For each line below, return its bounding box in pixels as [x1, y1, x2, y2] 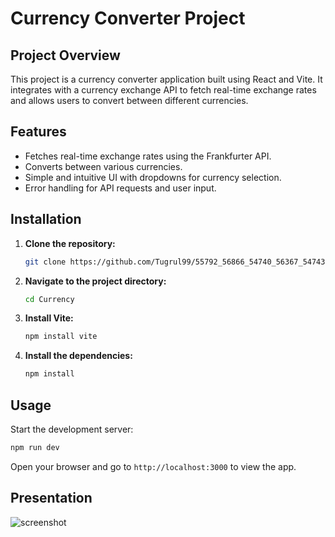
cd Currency [24, 294, 75, 304]
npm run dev [10, 442, 60, 452]
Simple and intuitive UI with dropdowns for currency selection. [24, 171, 282, 183]
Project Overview [10, 47, 121, 64]
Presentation [10, 490, 93, 507]
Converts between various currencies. [24, 160, 183, 172]
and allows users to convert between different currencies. [10, 95, 249, 106]
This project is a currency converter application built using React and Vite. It [10, 73, 323, 85]
